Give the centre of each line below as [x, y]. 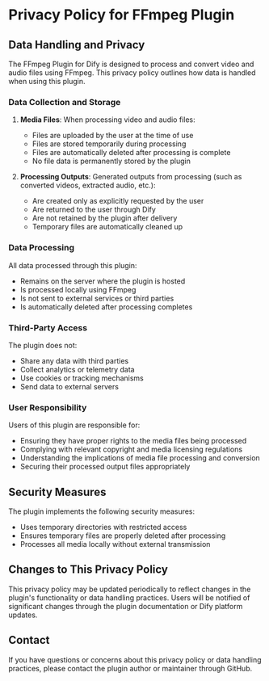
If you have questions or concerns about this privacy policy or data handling [135, 659]
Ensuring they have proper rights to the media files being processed [133, 441]
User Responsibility [48, 407]
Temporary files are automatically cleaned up [107, 227]
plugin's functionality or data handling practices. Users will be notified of [129, 597]
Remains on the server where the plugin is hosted [103, 281]
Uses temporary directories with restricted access [103, 527]
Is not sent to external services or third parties [97, 298]
